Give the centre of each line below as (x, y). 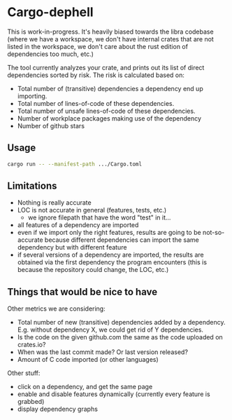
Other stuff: (24, 373)
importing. (32, 96)
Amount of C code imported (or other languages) (88, 360)
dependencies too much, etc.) (51, 54)
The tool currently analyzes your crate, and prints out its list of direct (106, 67)
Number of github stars (51, 126)
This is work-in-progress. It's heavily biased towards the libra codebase (111, 32)
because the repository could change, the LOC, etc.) (93, 270)
